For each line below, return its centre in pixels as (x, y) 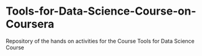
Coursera (30, 24)
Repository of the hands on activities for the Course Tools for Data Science (100, 41)
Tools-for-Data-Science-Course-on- (101, 11)
